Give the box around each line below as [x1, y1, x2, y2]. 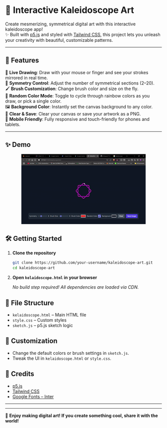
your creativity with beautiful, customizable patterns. [5, 37, 113, 43]
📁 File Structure [5, 299, 54, 307]
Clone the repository [12, 250, 56, 256]
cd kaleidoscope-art [12, 266, 55, 271]
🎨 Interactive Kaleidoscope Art [5, 4, 134, 16]
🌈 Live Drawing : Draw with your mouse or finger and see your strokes [5, 69, 149, 75]
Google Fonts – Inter [12, 393, 54, 400]
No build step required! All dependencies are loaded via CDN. [12, 284, 139, 290]
